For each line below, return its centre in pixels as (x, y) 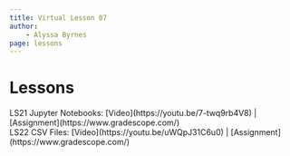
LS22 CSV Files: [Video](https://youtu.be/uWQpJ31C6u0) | (119, 132)
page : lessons (36, 43)
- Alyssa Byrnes (57, 34)
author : (24, 26)
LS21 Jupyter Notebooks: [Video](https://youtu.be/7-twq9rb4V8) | (133, 113)
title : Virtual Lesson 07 (58, 18)
